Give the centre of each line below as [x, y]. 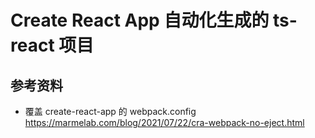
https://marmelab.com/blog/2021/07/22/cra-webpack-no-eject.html [164, 122]
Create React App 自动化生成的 [140, 20]
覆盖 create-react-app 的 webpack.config [110, 111]
